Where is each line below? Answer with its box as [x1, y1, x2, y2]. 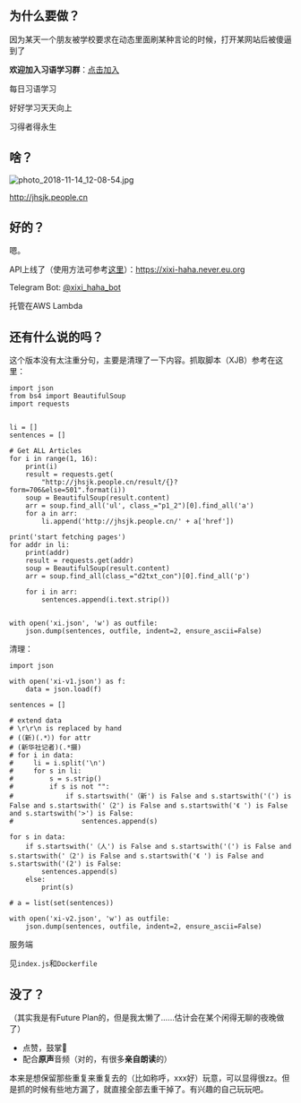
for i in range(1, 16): [9, 455, 99, 464]
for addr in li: [9, 541, 70, 550]
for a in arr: [25, 509, 78, 518]
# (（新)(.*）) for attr [9, 733, 91, 743]
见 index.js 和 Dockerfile [9, 958, 98, 969]
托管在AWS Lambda [9, 301, 83, 312]
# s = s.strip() [9, 774, 102, 783]
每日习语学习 [9, 83, 56, 94]
